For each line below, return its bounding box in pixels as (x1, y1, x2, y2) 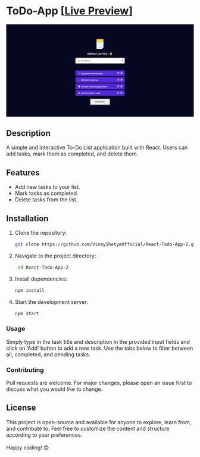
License (6, 403, 36, 413)
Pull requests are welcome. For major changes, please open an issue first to (6, 380, 192, 387)
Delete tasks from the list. (14, 196, 78, 203)
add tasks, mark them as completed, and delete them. (6, 150, 139, 157)
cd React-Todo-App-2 (17, 264, 68, 271)
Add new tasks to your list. (14, 184, 80, 191)
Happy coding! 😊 (6, 444, 49, 451)
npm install (14, 287, 45, 293)
